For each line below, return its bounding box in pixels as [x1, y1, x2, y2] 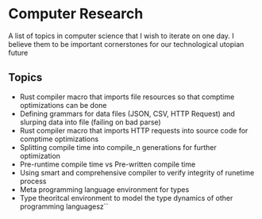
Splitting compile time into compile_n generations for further [19, 142, 217, 152]
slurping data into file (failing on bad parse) [19, 117, 161, 127]
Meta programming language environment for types [19, 184, 190, 194]
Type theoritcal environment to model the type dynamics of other [19, 193, 233, 202]
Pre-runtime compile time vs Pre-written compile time [19, 159, 196, 169]
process [19, 176, 47, 186]
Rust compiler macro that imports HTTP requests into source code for [19, 125, 249, 135]
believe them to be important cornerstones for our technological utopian [8, 39, 245, 48]
